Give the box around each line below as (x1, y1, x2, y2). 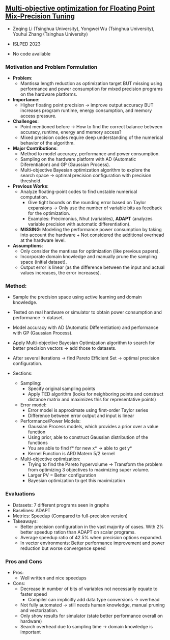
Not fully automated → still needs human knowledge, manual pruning (20, 602, 165, 608)
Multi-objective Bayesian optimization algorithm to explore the (20, 167, 151, 173)
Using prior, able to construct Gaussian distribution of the (27, 434, 149, 440)
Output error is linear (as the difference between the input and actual (20, 264, 165, 270)
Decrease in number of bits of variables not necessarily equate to (20, 586, 158, 592)
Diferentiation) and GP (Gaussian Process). (20, 161, 110, 168)
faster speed (20, 591, 47, 597)
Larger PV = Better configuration (27, 472, 97, 478)
